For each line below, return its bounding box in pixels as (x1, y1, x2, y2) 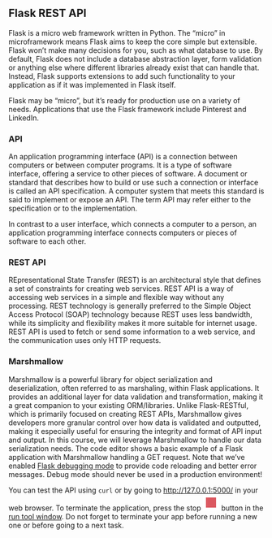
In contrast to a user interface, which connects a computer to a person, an (8, 219, 257, 229)
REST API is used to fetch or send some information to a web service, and (8, 327, 256, 336)
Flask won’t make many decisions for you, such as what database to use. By (8, 45, 264, 55)
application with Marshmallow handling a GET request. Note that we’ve (8, 452, 245, 462)
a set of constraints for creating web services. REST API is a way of (8, 284, 234, 293)
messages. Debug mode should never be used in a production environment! (8, 469, 262, 479)
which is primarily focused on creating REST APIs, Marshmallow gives (8, 409, 242, 419)
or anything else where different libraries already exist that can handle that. (8, 63, 260, 72)
